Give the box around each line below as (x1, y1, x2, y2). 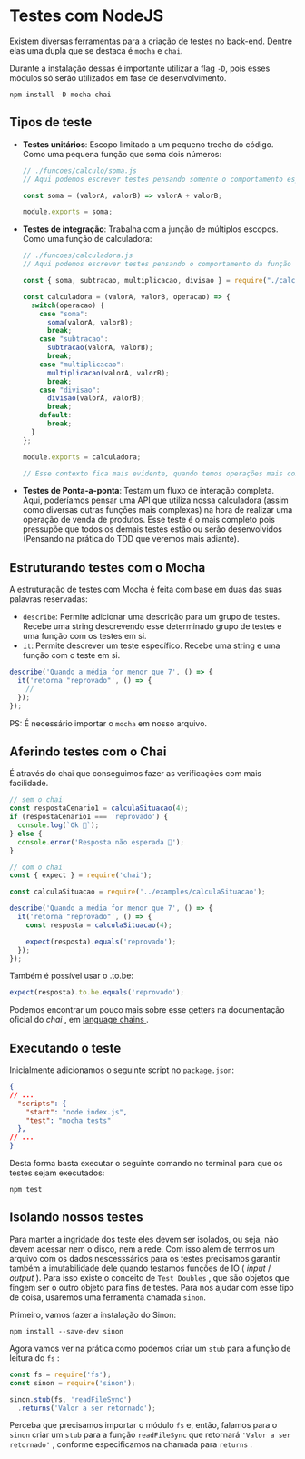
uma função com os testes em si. (22, 631, 147, 642)
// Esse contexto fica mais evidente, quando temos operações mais (22, 469, 283, 478)
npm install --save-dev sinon (9, 1326, 124, 1336)
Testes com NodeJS (9, 5, 164, 26)
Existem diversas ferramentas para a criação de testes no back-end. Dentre (9, 35, 293, 46)
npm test (9, 1185, 43, 1194)
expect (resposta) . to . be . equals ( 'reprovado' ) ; (9, 988, 184, 997)
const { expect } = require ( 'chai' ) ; (9, 871, 152, 880)
